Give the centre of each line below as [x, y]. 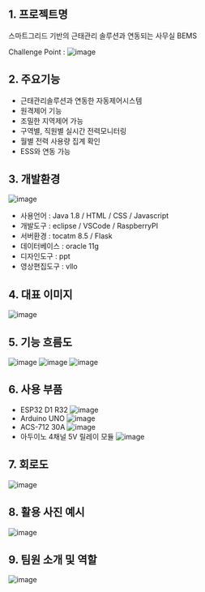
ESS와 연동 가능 [45, 151]
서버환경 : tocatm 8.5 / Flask [66, 236]
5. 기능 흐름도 [41, 342]
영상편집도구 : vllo [49, 267]
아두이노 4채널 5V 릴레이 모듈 [67, 436]
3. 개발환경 [34, 180]
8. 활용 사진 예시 [47, 512]
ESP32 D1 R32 [44, 410]
